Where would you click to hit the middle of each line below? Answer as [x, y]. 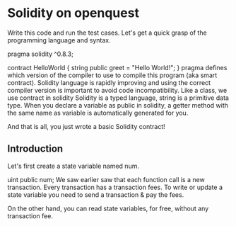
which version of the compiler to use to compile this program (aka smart [112, 75]
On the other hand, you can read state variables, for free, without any [108, 208]
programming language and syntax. [59, 40]
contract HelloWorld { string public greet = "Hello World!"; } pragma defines [117, 67]
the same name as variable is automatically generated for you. [98, 113]
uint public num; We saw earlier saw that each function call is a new [106, 179]
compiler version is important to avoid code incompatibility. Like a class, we [117, 90]
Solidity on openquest [73, 13]
